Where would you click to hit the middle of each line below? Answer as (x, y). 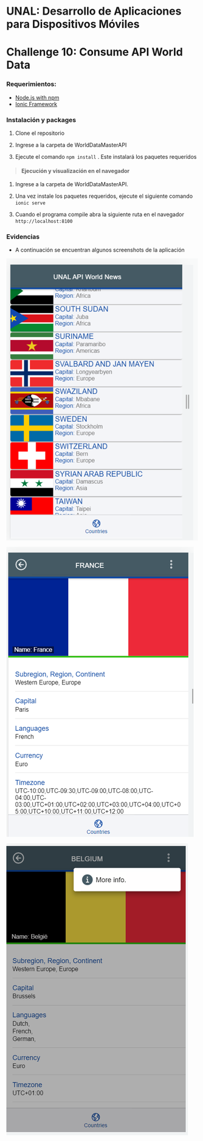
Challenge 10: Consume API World (95, 52)
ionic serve (30, 203)
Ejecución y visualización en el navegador (75, 171)
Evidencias (23, 237)
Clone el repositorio (40, 133)
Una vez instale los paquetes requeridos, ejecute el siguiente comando (104, 196)
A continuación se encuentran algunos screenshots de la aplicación (100, 250)
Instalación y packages (41, 120)
